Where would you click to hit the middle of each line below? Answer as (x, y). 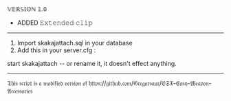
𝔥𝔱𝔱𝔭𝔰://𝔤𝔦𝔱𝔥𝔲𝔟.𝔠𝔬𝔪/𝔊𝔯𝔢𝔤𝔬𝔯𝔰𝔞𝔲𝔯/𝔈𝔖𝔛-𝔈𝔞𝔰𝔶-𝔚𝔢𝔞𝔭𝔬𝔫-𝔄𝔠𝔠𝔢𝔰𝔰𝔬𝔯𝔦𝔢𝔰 (150, 83)
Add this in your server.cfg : (56, 50)
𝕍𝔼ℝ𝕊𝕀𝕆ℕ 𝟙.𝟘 (27, 9)
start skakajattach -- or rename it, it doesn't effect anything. (92, 64)
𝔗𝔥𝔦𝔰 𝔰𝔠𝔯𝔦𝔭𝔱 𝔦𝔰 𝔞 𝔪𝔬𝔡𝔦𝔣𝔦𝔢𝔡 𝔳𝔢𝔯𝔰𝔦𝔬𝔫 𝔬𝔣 (47, 83)
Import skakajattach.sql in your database (75, 43)
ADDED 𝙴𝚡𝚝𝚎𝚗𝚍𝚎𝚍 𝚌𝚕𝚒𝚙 (55, 23)
